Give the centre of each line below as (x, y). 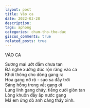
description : (18, 23)
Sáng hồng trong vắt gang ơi (34, 85)
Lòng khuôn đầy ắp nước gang (36, 95)
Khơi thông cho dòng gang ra (35, 74)
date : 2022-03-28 (23, 18)
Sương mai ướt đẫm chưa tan (34, 64)
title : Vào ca (19, 14)
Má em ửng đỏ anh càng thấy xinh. (40, 100)
